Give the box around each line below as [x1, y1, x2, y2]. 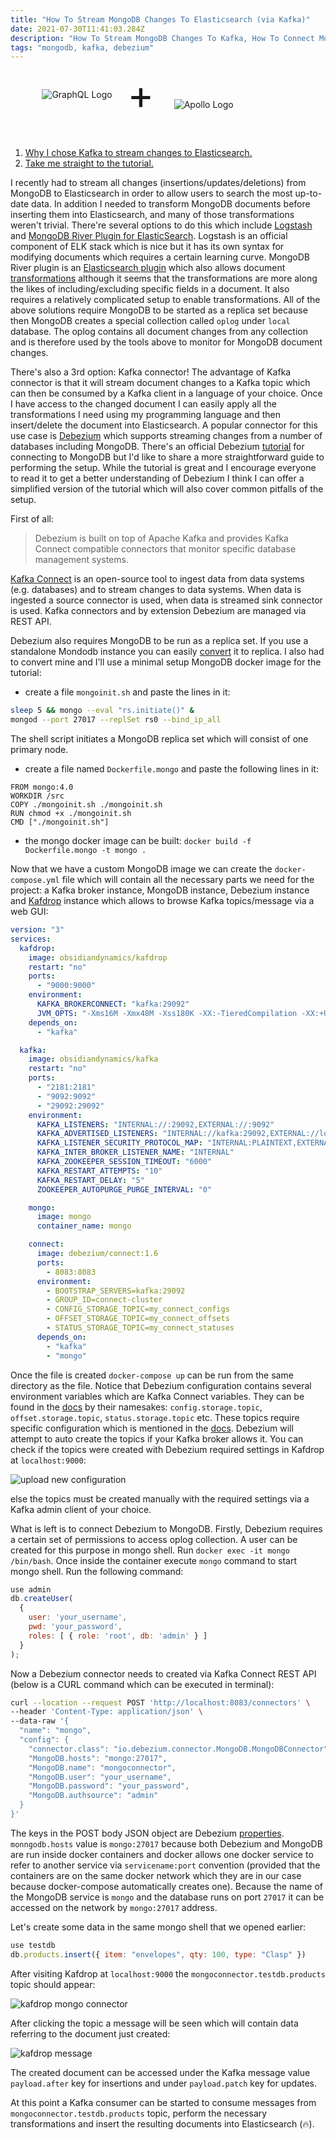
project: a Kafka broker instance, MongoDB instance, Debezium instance [10, 884, 310, 896]
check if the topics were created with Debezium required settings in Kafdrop [10, 1443, 325, 1455]
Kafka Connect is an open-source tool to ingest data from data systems [10, 573, 305, 585]
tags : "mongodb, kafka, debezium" [10, 42, 155, 53]
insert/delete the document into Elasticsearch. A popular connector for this [10, 419, 318, 431]
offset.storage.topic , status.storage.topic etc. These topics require [10, 1411, 300, 1423]
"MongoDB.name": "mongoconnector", [28, 1762, 177, 1773]
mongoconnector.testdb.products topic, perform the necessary [10, 2107, 268, 2119]
